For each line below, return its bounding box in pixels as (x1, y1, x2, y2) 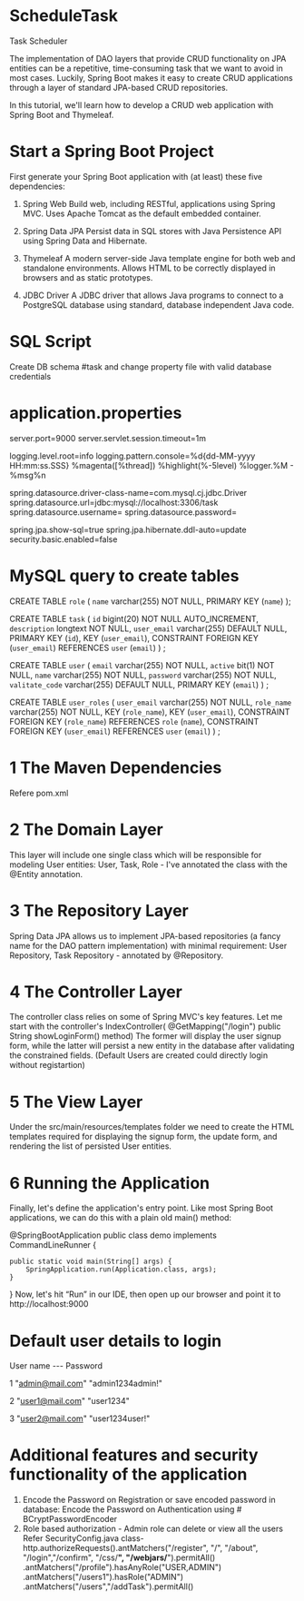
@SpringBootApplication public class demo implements (9, 1230, 218, 1240)
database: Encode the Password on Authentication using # (22, 1504, 242, 1515)
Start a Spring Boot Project (9, 142, 215, 162)
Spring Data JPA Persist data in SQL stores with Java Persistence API (22, 225, 282, 236)
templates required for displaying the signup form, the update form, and (9, 1132, 278, 1142)
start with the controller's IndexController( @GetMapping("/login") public (9, 1021, 281, 1032)
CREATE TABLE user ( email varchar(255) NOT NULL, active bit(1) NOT (9, 659, 275, 670)
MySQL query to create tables (9, 565, 240, 586)
